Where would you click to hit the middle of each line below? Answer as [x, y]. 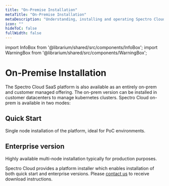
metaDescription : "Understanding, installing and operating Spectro [78, 19]
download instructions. [29, 179]
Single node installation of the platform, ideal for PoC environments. [75, 130]
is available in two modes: [44, 103]
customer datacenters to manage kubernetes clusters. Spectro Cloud [77, 97]
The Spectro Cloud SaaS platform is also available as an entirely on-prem [81, 87]
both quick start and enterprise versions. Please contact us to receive [77, 173]
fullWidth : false [23, 33]
